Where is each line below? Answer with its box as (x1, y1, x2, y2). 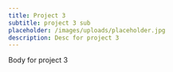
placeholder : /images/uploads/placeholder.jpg (8, 26, 166, 34)
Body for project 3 (8, 55, 69, 65)
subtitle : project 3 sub (8, 19, 91, 27)
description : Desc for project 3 (8, 33, 120, 42)
